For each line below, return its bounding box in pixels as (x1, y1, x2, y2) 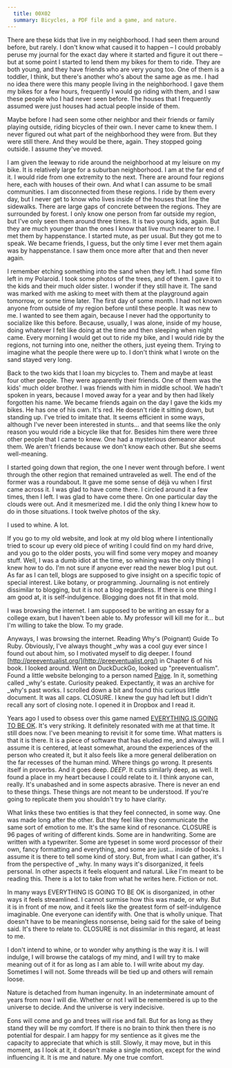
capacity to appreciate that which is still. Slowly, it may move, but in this (7, 1038, 211, 1047)
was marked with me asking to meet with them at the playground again (7, 289, 209, 298)
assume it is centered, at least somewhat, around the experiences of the (7, 743, 213, 752)
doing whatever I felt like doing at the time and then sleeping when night (7, 326, 213, 334)
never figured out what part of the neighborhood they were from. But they (7, 129, 217, 138)
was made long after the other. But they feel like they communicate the (7, 815, 209, 824)
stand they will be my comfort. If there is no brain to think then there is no (7, 1024, 216, 1032)
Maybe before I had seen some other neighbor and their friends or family (7, 115, 215, 123)
